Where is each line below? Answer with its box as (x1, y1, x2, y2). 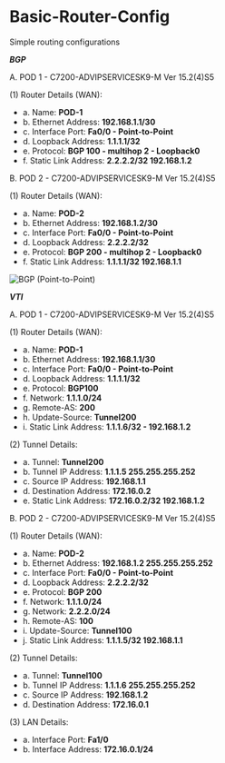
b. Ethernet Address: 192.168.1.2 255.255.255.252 (22, 557, 213, 569)
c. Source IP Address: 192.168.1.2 (22, 689, 149, 700)
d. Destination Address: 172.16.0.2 (22, 485, 152, 496)
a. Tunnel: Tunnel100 (22, 669, 103, 680)
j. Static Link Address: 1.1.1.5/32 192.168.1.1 (22, 634, 183, 646)
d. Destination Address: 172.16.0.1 (22, 699, 150, 709)
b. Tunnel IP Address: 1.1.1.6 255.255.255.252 (22, 679, 196, 690)
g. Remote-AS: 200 (22, 401, 95, 412)
